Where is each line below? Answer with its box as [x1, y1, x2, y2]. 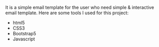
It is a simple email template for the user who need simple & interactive [5, 5, 154, 10]
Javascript [12, 36, 35, 42]
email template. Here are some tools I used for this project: [5, 10, 129, 16]
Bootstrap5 [12, 31, 37, 36]
